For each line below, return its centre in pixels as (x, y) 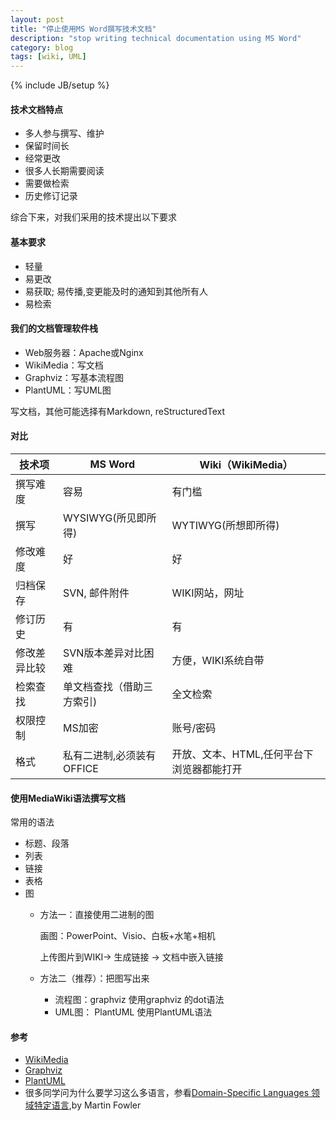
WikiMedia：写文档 (64, 365)
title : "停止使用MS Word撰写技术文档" (83, 29)
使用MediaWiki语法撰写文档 (68, 798)
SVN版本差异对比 (104, 653)
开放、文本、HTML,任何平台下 (242, 754)
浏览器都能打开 (207, 769)
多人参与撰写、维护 (64, 133)
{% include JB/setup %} (60, 85)
